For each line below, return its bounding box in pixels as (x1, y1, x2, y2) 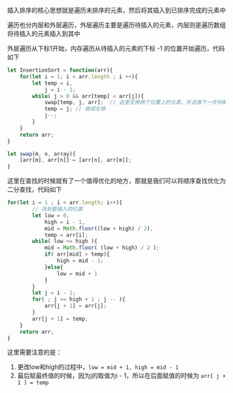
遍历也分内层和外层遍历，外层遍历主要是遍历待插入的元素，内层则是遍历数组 (7, 21, 226, 29)
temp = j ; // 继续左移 (44, 106, 106, 112)
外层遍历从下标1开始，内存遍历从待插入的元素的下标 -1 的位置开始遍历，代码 (7, 44, 225, 52)
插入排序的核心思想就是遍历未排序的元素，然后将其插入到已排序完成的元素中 (7, 6, 226, 14)
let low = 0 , (32, 212, 70, 219)
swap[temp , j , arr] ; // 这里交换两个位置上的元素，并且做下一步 (44, 99, 217, 106)
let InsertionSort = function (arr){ (7, 67, 113, 74)
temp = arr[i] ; (44, 231, 89, 238)
